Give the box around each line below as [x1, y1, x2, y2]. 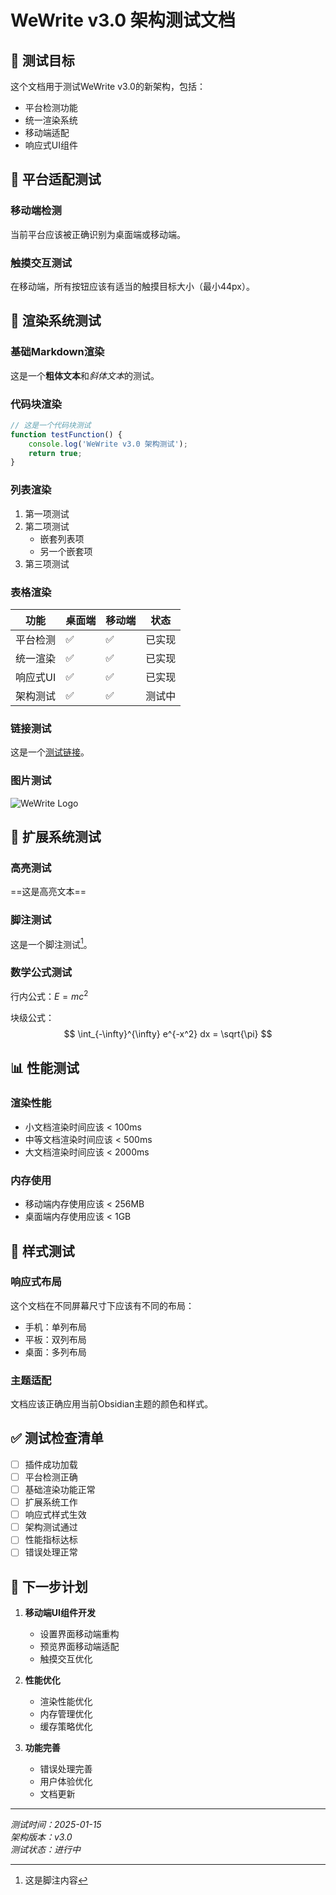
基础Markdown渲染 [10, 345, 105, 359]
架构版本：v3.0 [10, 1831, 73, 1843]
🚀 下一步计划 [10, 1578, 88, 1595]
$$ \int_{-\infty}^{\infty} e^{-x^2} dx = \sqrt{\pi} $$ [63, 1028, 273, 1040]
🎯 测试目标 [10, 52, 75, 69]
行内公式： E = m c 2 [10, 989, 89, 1003]
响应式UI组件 [24, 139, 78, 151]
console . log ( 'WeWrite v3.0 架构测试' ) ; [28, 439, 188, 449]
